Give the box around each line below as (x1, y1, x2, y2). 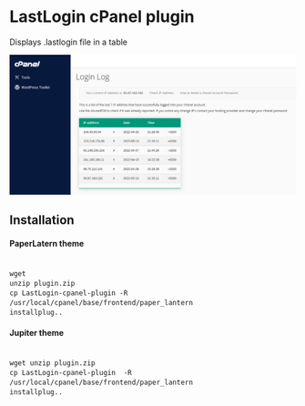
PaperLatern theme (9, 238, 85, 249)
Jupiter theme (9, 327, 65, 338)
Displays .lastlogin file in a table (9, 36, 128, 47)
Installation (9, 212, 75, 228)
